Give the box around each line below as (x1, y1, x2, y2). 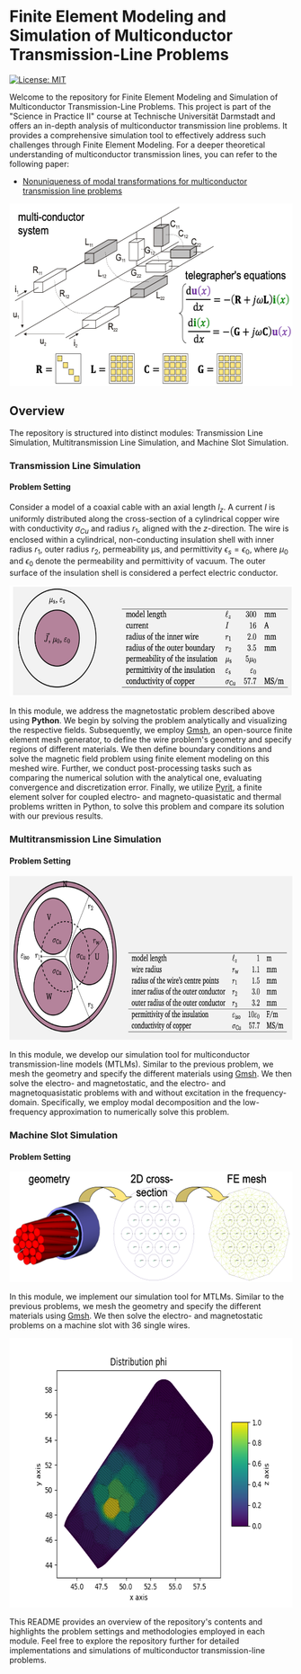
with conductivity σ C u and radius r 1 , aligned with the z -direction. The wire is (9, 523, 289, 536)
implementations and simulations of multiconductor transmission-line (9, 1645, 265, 1656)
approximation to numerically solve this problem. (49, 1107, 230, 1118)
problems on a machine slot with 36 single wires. (9, 1320, 190, 1331)
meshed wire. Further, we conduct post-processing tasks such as (9, 763, 252, 774)
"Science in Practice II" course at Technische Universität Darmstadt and (9, 111, 276, 121)
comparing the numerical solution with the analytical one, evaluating (9, 773, 262, 784)
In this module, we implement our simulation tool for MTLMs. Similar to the (9, 1291, 285, 1302)
